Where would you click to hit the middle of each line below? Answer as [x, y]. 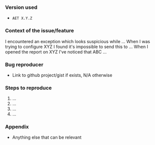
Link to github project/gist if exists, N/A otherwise [62, 75]
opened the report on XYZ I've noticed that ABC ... [56, 52]
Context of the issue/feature [40, 31]
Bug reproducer [24, 64]
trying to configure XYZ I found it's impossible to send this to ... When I [77, 47]
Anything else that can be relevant [47, 137]
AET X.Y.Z [22, 19]
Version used [21, 7]
